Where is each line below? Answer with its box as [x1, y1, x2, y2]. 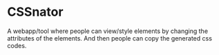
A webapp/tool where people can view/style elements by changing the [7, 27, 209, 35]
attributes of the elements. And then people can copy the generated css [7, 34, 213, 42]
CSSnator [7, 4, 64, 20]
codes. [7, 41, 27, 49]
